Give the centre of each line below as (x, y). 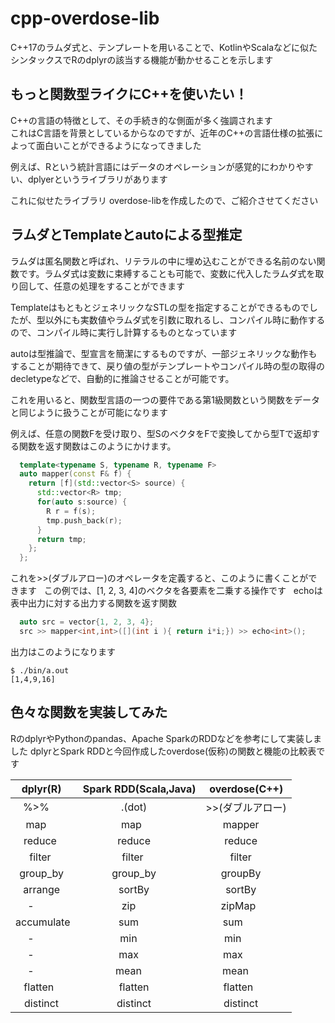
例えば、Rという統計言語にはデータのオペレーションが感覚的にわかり (153, 166)
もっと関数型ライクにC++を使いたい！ (129, 94)
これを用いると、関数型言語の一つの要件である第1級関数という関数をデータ (165, 399)
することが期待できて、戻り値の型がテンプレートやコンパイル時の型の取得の (167, 366)
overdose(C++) (246, 789)
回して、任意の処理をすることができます (101, 286)
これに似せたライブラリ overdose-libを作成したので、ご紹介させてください (164, 200)
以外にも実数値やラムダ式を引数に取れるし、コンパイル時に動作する (185, 319)
